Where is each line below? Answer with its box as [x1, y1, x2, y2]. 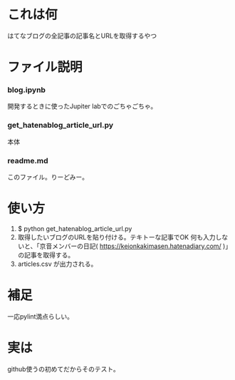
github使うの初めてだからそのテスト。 [7, 364, 120, 373]
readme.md [7, 155, 48, 165]
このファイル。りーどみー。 [7, 173, 89, 182]
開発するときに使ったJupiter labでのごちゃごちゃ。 [7, 102, 157, 111]
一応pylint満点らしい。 [7, 312, 73, 321]
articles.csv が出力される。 [17, 260, 98, 268]
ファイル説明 [7, 59, 83, 76]
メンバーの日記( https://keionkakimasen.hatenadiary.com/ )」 [52, 242, 232, 250]
